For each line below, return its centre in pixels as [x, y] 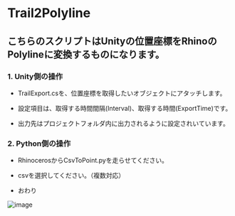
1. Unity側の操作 [35, 76]
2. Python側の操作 [39, 144]
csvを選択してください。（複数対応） [71, 175]
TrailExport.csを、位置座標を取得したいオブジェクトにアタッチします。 [122, 93]
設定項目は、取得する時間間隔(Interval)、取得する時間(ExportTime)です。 [125, 108]
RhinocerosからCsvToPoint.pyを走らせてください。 [93, 161]
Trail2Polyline [49, 13]
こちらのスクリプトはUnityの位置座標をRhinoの [112, 41]
